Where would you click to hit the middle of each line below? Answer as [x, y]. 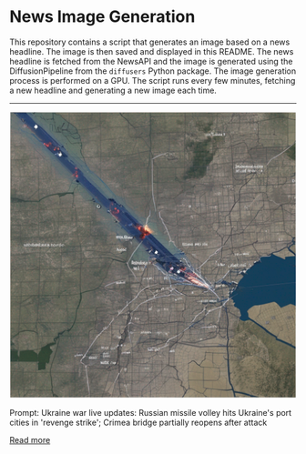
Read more [30, 439]
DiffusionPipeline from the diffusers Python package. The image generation [153, 71]
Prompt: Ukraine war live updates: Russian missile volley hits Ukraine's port [151, 412]
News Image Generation [102, 17]
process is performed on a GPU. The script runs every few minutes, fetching [153, 80]
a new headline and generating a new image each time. [113, 90]
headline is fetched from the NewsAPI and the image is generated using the [151, 61]
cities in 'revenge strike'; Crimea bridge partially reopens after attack [138, 422]
